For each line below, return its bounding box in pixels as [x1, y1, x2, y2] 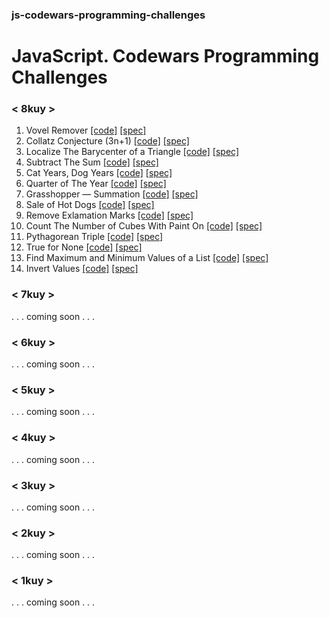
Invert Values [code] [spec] [25, 263, 139, 275]
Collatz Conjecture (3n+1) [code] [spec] [25, 135, 190, 147]
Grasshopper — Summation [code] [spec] [25, 188, 199, 200]
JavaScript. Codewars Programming [11, 45, 320, 68]
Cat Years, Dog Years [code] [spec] [25, 167, 173, 179]
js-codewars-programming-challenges [11, 8, 206, 22]
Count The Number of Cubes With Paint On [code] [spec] [25, 220, 263, 232]
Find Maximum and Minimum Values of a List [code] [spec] [25, 252, 269, 264]
